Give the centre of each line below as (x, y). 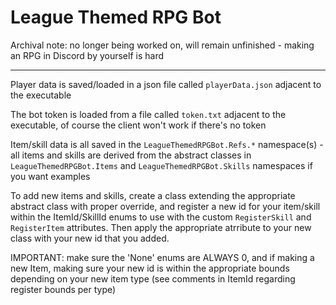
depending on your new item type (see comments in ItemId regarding (153, 278)
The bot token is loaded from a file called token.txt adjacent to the (148, 114)
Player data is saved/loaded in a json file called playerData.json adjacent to (166, 84)
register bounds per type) (63, 289)
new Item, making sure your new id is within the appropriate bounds (150, 268)
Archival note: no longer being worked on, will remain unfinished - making (162, 45)
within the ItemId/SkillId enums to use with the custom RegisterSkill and (161, 217)
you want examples (50, 176)
